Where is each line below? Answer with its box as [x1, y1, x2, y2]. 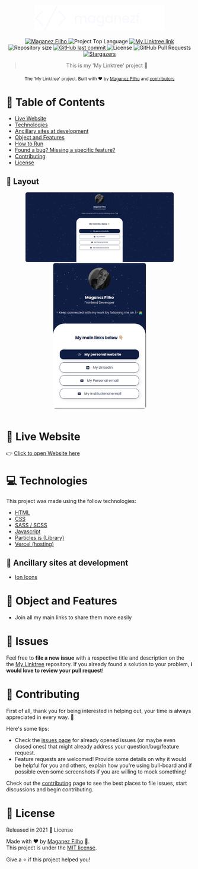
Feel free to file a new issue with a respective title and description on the [6, 654, 185, 661]
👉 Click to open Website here [6, 450, 80, 457]
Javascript [14, 528, 41, 535]
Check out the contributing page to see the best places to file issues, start [6, 779, 187, 787]
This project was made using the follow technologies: [6, 498, 136, 505]
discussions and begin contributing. [6, 786, 94, 793]
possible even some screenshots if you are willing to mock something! [14, 768, 187, 775]
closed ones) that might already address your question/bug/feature [14, 743, 180, 750]
